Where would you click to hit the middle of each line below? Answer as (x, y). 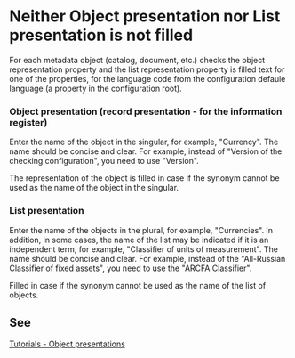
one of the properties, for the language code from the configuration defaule (147, 78)
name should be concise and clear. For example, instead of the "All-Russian (147, 258)
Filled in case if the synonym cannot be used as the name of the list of (138, 285)
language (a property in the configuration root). (96, 88)
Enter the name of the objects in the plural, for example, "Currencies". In (141, 230)
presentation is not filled (101, 35)
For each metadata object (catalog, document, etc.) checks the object (137, 60)
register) (28, 122)
